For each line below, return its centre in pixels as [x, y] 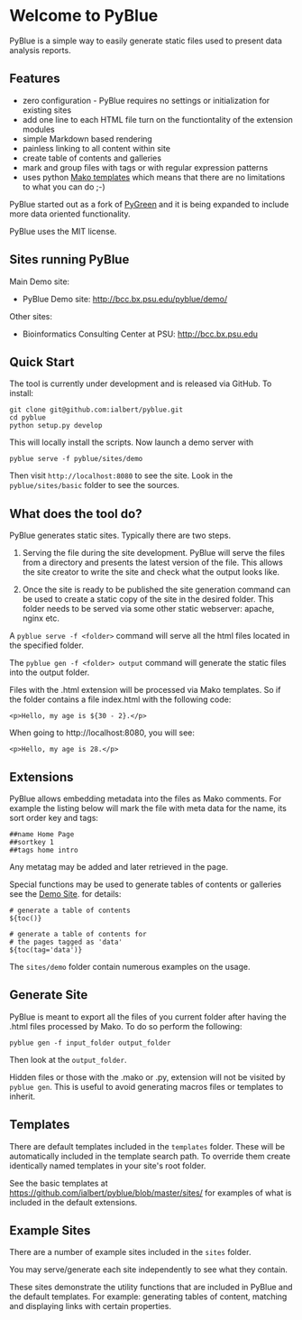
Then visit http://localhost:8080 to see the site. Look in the [121, 475]
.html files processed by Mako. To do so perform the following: [126, 1026]
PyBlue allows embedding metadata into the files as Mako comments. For [146, 798]
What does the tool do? [76, 514]
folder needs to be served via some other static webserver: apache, [148, 609]
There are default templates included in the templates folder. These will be [147, 1146]
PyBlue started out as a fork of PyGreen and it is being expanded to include [149, 204]
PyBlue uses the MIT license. [63, 231]
